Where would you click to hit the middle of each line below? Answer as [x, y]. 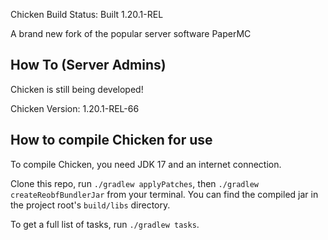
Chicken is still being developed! [77, 89]
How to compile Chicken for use [111, 140]
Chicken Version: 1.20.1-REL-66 [75, 108]
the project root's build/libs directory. [90, 205]
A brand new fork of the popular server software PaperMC [131, 33]
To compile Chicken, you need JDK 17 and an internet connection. [146, 164]
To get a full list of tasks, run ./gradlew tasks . [105, 224]
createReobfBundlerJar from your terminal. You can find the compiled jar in [164, 194]
